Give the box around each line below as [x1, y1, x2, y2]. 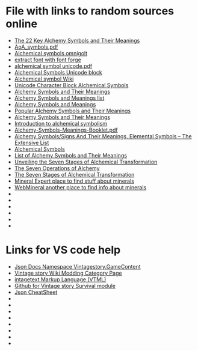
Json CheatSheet [14, 288, 58, 296]
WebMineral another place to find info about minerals [14, 183, 147, 191]
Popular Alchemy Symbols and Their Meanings [14, 107, 131, 114]
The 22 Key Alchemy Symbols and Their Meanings [14, 37, 140, 44]
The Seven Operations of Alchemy [14, 164, 100, 172]
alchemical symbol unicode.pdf [14, 62, 93, 70]
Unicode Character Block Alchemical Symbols [14, 81, 129, 88]
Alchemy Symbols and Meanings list [14, 94, 105, 102]
